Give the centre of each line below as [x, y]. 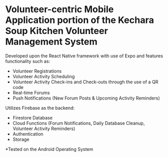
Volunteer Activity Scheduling [44, 76]
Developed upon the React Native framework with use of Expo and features [84, 56]
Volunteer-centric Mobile [60, 9]
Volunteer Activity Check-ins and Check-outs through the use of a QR [86, 82]
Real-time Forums [31, 92]
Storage [21, 139]
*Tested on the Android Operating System [49, 149]
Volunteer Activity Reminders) [44, 129]
